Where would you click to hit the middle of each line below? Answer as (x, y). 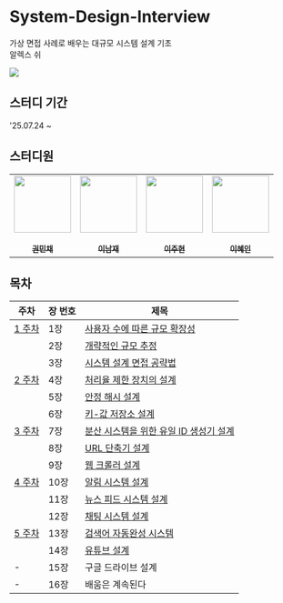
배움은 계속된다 (116, 585)
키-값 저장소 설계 (120, 414)
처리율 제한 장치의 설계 (131, 380)
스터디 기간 (39, 103)
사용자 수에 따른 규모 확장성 (140, 329)
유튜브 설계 (107, 550)
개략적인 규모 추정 (121, 346)
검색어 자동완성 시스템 (130, 534)
